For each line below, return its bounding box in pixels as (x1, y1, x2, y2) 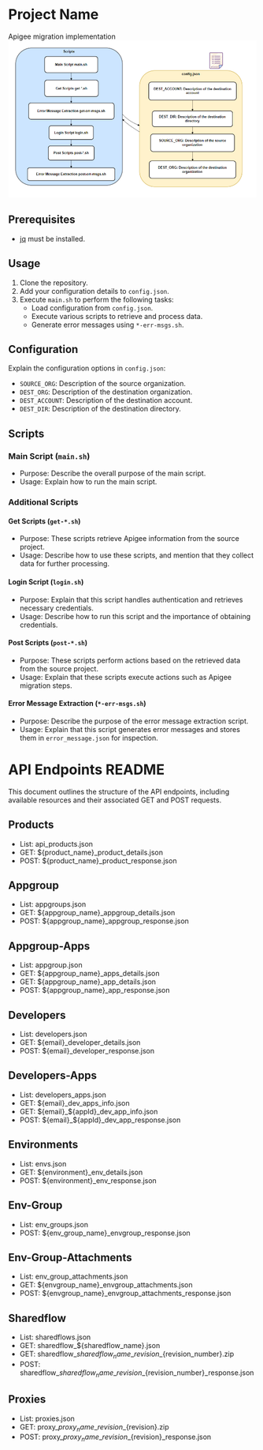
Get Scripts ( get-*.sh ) (8, 516, 81, 526)
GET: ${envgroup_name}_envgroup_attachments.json (19, 1280, 193, 1290)
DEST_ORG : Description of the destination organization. (19, 387, 193, 396)
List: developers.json (19, 1029, 87, 1039)
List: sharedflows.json (19, 1332, 91, 1342)
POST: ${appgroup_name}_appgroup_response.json (19, 916, 189, 926)
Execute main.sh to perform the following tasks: (19, 295, 175, 304)
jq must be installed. (19, 234, 85, 243)
